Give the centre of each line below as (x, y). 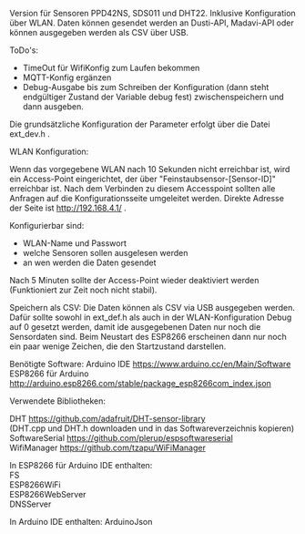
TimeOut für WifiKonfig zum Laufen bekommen (111, 68)
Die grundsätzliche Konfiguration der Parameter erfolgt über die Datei (140, 124)
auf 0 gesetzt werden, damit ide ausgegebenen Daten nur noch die (135, 327)
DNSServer (30, 504)
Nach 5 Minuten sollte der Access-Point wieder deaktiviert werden (134, 280)
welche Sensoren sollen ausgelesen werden (105, 253)
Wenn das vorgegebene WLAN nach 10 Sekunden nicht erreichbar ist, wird (150, 169)
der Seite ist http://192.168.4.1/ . (68, 208)
